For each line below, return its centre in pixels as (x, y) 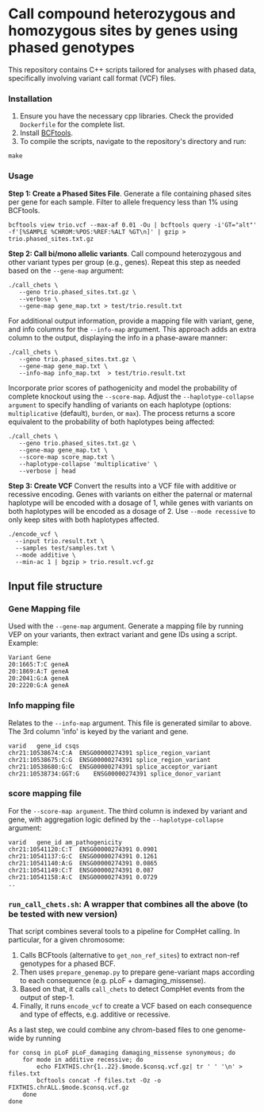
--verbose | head (48, 471)
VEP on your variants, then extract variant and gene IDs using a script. (123, 635)
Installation (31, 99)
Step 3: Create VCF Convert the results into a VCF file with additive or (122, 485)
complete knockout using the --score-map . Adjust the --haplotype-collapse (131, 396)
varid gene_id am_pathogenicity (65, 842)
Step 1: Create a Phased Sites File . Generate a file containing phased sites (130, 193)
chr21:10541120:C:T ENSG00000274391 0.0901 (83, 849)
